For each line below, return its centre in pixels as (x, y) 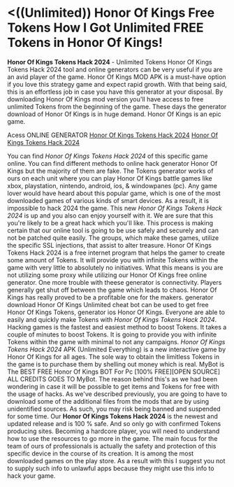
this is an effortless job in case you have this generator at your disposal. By (115, 92)
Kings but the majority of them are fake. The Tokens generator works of (110, 171)
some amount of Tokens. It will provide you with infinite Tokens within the (113, 260)
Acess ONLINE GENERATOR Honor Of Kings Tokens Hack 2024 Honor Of (113, 135)
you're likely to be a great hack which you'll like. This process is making (110, 223)
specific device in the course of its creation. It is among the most (101, 453)
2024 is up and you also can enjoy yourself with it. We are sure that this (110, 216)
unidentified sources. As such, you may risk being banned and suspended (114, 409)
